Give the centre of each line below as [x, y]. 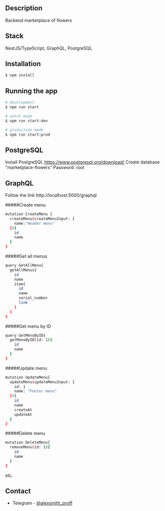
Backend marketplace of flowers [39, 20]
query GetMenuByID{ [25, 335]
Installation [23, 64]
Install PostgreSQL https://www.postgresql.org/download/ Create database [82, 162]
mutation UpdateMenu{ [28, 377]
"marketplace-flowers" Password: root [45, 168]
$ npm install [20, 75]
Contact [18, 491]
